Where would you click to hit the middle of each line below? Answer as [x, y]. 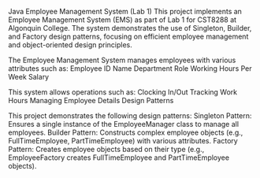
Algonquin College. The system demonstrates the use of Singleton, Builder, [130, 28]
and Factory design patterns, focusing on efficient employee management [128, 36]
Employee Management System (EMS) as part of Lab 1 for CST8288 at [123, 20]
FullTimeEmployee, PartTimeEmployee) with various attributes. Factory [123, 141]
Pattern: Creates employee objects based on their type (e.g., [106, 149]
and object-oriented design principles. [70, 45]
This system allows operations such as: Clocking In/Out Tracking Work [123, 92]
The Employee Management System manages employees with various [122, 60]
